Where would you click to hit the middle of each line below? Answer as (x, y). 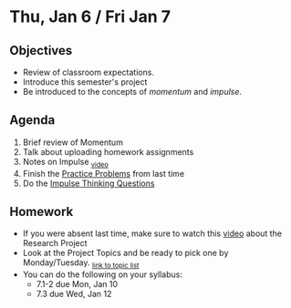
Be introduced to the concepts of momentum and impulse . (132, 92)
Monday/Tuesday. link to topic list (81, 264)
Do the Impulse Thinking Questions (88, 183)
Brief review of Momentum (73, 142)
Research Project (55, 243)
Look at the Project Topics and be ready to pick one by (125, 253)
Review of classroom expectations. (88, 72)
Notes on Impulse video (66, 163)
